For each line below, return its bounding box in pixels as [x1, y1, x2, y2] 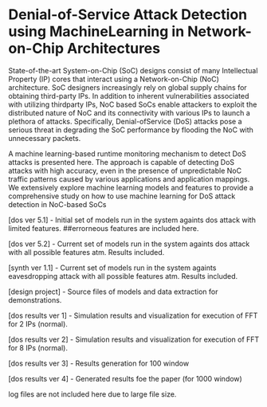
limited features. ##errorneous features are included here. [8, 223, 199, 233]
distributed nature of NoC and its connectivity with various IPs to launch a [8, 108, 251, 117]
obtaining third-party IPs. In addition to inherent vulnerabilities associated [8, 91, 249, 100]
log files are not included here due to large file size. [8, 389, 177, 399]
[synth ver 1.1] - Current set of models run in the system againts [8, 263, 217, 272]
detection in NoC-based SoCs [8, 199, 107, 209]
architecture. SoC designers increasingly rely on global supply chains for [8, 82, 247, 92]
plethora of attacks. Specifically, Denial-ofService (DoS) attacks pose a [8, 116, 242, 126]
